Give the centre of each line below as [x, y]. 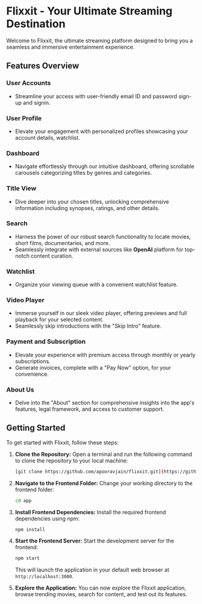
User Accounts [29, 83]
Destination [36, 24]
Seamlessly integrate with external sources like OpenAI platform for [99, 249]
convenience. [32, 374]
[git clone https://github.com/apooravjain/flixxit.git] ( [89, 472]
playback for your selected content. [59, 320]
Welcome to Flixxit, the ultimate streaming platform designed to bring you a [99, 40]
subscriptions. [33, 361]
